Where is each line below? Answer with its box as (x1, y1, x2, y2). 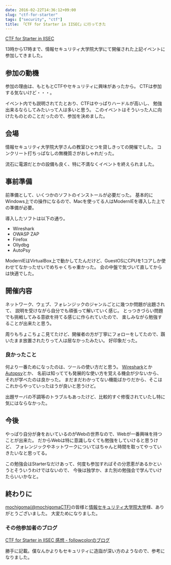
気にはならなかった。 (5, 400, 50, 406)
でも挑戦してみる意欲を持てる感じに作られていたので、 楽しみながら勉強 (5, 314, 158, 320)
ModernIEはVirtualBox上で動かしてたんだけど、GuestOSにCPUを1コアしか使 (5, 257, 166, 263)
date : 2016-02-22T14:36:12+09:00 (5, 7, 76, 13)
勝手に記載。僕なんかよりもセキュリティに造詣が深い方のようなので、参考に (5, 548, 165, 554)
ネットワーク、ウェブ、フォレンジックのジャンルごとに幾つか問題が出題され (5, 301, 165, 307)
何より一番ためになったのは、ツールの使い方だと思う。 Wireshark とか (5, 364, 153, 370)
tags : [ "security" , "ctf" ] (5, 17, 63, 22)
